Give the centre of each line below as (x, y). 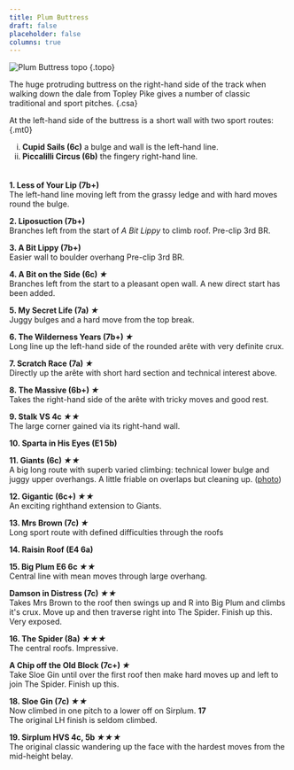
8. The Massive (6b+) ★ (54, 390)
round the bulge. (39, 204)
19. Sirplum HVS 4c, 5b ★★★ (65, 737)
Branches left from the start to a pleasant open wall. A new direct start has (145, 284)
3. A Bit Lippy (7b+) (45, 248)
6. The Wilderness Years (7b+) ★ (72, 337)
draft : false (33, 26)
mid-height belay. (41, 756)
